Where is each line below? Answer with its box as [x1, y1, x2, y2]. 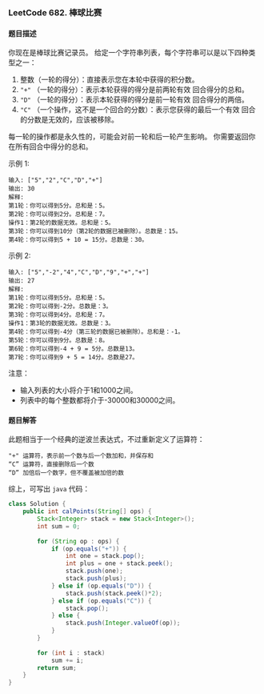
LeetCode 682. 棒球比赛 [8, 6, 102, 18]
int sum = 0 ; [37, 522, 81, 530]
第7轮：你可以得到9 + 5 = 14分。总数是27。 [8, 354, 138, 362]
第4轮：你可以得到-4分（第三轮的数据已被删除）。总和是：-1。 [8, 328, 184, 336]
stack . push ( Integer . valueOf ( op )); [65, 619, 181, 628]
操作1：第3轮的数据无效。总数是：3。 [8, 319, 114, 327]
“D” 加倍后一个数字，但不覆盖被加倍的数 [8, 469, 124, 477]
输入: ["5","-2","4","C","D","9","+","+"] [8, 268, 150, 277]
